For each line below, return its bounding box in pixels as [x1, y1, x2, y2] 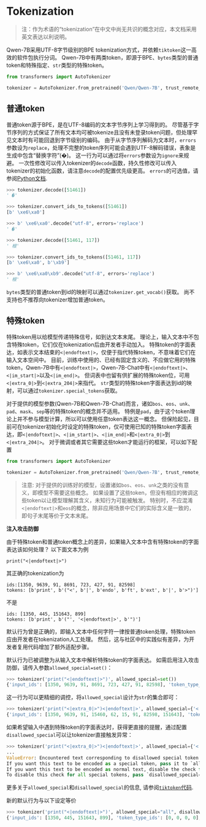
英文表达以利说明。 [21, 33, 71, 41]
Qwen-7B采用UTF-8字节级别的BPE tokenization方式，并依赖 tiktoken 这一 [6, 46, 192, 53]
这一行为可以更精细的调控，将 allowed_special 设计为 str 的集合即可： [6, 694, 180, 701]
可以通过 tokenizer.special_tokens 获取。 [17, 387, 121, 394]
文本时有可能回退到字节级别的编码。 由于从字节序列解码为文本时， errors [11, 136, 196, 144]
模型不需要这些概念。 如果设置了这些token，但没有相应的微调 [37, 489, 193, 496]
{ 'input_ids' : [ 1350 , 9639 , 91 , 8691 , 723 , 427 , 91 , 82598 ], [6, 681, 166, 688]
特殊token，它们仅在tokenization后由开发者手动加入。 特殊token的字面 [11, 341, 191, 348]
